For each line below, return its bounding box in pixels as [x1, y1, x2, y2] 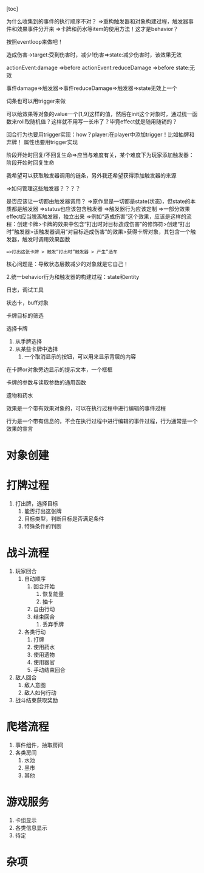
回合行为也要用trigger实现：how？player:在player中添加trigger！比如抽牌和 [6, 131, 195, 138]
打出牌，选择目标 [15, 500, 58, 507]
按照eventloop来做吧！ [6, 38, 64, 45]
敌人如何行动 [24, 689, 56, 696]
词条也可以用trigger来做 [6, 97, 66, 104]
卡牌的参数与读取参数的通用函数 [6, 379, 86, 386]
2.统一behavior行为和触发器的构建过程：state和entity [6, 273, 140, 280]
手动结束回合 [33, 666, 66, 674]
